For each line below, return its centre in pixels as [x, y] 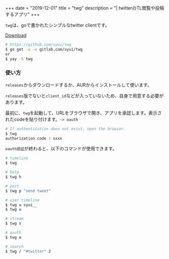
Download [16, 35]
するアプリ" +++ [23, 14]
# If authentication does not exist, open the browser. [65, 129]
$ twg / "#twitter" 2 [28, 251]
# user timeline [22, 200]
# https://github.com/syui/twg [38, 45]
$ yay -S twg [19, 59]
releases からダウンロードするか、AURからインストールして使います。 [79, 85]
